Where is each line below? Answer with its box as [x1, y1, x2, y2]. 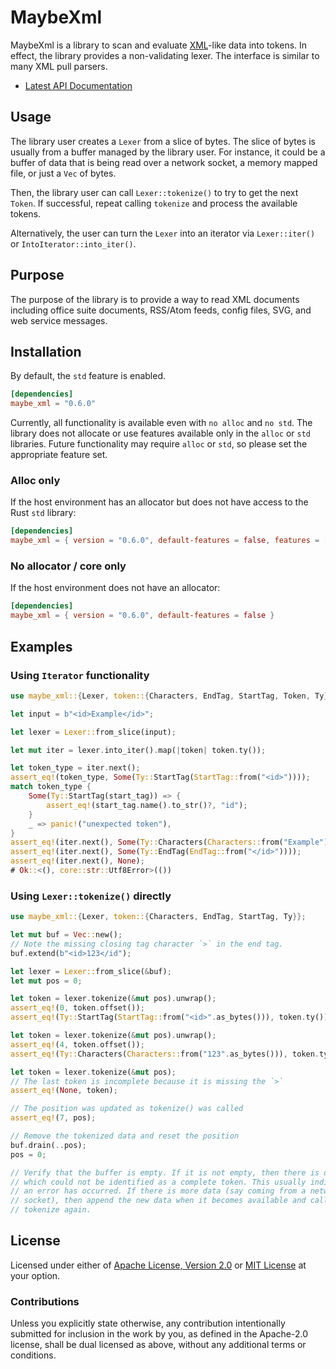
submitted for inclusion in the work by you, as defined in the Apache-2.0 [10, 1328, 308, 1340]
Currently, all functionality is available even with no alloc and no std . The [10, 417, 313, 429]
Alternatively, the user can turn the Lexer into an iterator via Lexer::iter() [10, 227, 316, 239]
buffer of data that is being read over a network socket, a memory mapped [10, 156, 318, 168]
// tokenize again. [10, 1205, 92, 1215]
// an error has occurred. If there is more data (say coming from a [10, 1186, 307, 1196]
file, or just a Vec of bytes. [10, 167, 117, 179]
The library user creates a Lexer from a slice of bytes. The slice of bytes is [10, 135, 316, 147]
